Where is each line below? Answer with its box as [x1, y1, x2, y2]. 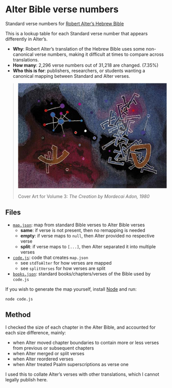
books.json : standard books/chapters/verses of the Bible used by [12, 270, 151, 277]
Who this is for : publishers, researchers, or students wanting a [12, 68, 145, 74]
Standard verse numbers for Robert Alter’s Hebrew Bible [5, 20, 124, 27]
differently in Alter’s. [5, 36, 48, 42]
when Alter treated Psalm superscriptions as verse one [12, 361, 129, 367]
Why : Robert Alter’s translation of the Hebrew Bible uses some [12, 46, 145, 52]
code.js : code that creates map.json [12, 254, 89, 261]
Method [5, 311, 31, 319]
